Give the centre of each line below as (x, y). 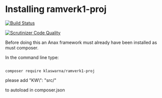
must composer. (22, 47)
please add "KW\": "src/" (31, 80)
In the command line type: (32, 57)
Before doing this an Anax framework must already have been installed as (81, 42)
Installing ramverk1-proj (56, 9)
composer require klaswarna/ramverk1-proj (50, 71)
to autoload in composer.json (35, 90)
